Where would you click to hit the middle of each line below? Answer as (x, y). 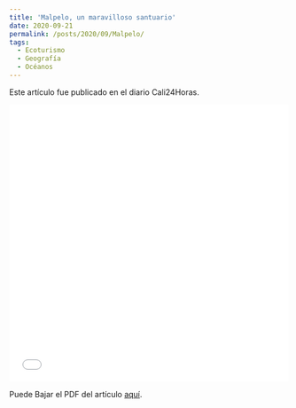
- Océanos (35, 67)
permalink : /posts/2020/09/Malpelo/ (77, 34)
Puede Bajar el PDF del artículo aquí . (76, 394)
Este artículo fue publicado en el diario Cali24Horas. (104, 92)
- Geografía (39, 59)
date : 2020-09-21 (41, 26)
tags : (19, 42)
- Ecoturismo (41, 51)
